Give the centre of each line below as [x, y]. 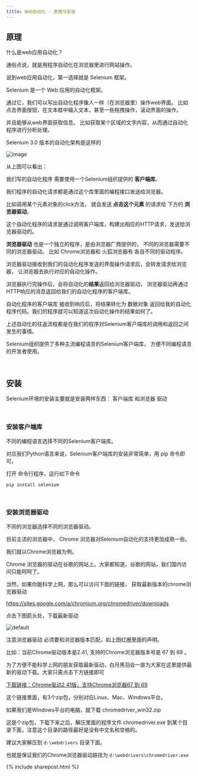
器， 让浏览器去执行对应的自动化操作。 [53, 271]
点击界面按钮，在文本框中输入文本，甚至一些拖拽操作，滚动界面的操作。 [94, 110]
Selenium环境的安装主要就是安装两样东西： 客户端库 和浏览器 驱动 [87, 399]
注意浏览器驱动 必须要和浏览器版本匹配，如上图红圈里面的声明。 [84, 639]
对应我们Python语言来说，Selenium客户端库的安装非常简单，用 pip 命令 [93, 454]
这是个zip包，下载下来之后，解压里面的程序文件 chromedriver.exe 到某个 [94, 722]
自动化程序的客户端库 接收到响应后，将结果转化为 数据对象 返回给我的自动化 [99, 304]
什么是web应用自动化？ [34, 52]
